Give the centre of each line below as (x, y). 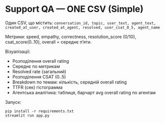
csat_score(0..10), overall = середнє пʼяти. (48, 42)
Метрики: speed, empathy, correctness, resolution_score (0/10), (71, 37)
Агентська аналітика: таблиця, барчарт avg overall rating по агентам (84, 92)
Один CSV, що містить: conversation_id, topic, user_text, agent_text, (81, 23)
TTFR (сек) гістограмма (37, 87)
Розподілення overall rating (41, 61)
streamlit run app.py (27, 115)
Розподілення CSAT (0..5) (39, 77)
